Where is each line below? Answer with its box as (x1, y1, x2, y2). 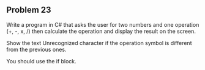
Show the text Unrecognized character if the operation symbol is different (6, 39, 192, 46)
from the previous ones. (6, 46, 67, 53)
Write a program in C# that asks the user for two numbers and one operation (6, 21, 199, 28)
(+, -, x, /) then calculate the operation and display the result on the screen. (6, 27, 196, 35)
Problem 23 (6, 5, 51, 15)
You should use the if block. (6, 57, 76, 65)
